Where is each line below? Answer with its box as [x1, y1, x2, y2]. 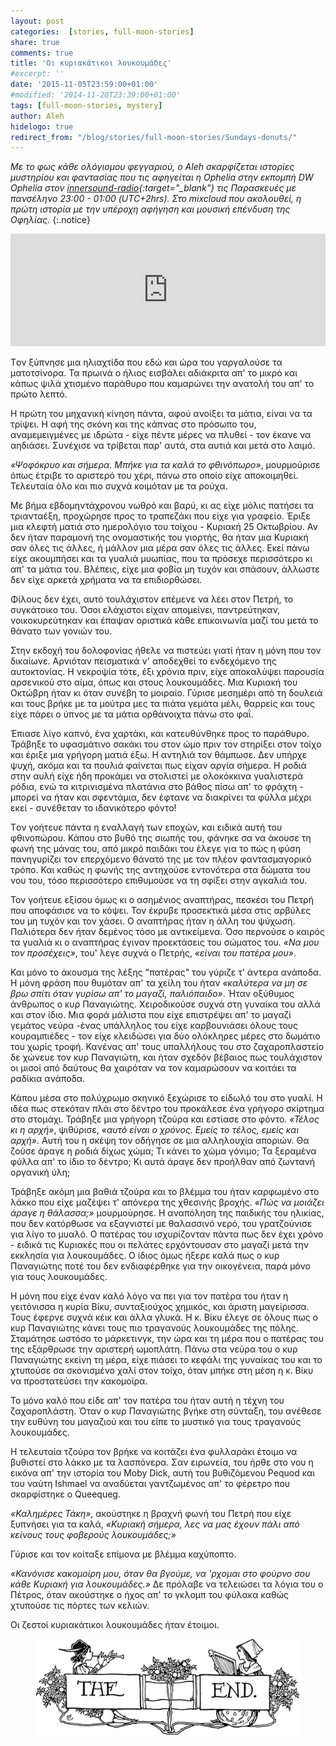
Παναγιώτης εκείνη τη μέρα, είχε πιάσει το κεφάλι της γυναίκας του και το [10, 1354, 323, 1366]
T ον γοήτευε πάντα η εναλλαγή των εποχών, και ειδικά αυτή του [10, 821, 283, 834]
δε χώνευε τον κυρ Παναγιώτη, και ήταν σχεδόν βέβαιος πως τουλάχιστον [10, 1051, 323, 1064]
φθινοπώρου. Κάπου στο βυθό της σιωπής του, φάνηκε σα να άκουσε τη [10, 832, 312, 844]
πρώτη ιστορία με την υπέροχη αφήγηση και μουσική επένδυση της [10, 203, 291, 215]
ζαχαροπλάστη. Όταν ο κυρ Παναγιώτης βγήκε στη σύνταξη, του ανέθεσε [10, 1405, 322, 1417]
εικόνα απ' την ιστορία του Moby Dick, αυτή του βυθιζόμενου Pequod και [10, 1467, 316, 1479]
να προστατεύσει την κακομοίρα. [10, 1375, 148, 1387]
